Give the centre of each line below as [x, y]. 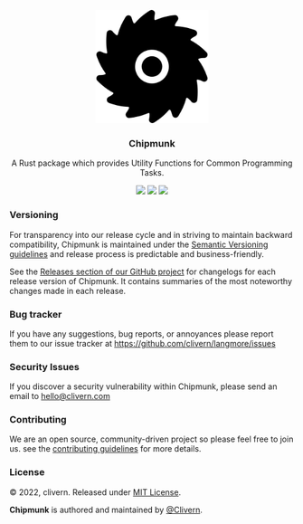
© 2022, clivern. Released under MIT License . [95, 492]
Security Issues [44, 367]
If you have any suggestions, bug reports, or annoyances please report [142, 333]
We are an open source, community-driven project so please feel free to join [151, 439]
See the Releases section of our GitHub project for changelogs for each [142, 272]
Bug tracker [36, 314]
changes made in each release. [68, 291]
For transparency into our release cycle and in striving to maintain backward [151, 234]
